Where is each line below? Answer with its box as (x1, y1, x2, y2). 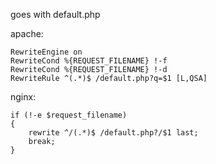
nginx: (10, 91, 37, 103)
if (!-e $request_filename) (10, 110, 128, 120)
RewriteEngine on (10, 47, 83, 57)
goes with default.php (10, 9, 101, 20)
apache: (10, 28, 44, 39)
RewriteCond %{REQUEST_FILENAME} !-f (10, 56, 168, 66)
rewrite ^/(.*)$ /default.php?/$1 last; (28, 128, 199, 138)
